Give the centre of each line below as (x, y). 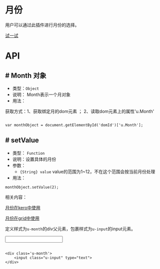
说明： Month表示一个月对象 (41, 94)
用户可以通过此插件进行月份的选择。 (42, 25)
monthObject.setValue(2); (32, 187)
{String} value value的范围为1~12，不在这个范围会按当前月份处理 (87, 172)
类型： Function (29, 153)
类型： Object (26, 88)
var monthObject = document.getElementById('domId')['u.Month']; (74, 125)
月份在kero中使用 (23, 207)
